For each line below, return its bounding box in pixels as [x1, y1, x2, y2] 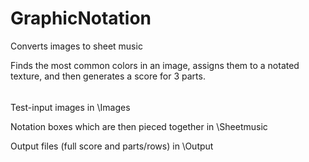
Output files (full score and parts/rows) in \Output [10, 140, 214, 152]
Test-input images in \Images [10, 101, 131, 113]
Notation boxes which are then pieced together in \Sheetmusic [10, 120, 268, 132]
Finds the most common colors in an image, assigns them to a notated [10, 59, 300, 71]
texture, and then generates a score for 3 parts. [10, 70, 206, 82]
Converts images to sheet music [10, 40, 143, 52]
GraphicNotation [10, 7, 152, 30]
